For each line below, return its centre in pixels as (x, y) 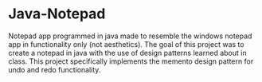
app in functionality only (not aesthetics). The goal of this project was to (126, 44)
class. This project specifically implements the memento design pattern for (131, 61)
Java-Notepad (57, 14)
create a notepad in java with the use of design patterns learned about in (127, 53)
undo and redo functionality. (55, 69)
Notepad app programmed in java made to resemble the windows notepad (130, 36)
